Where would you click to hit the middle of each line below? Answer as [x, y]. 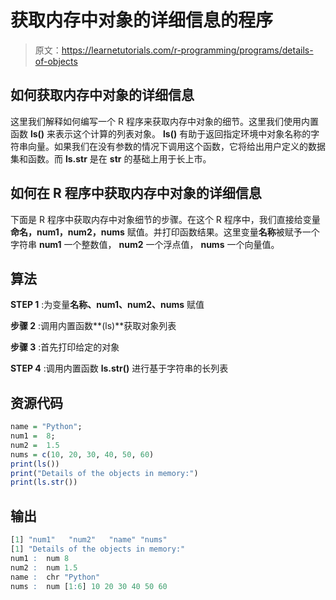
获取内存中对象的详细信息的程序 [142, 20]
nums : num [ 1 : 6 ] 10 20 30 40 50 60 [89, 586]
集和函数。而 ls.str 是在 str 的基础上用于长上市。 [111, 158]
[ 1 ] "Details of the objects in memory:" [98, 549]
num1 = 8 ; [33, 436]
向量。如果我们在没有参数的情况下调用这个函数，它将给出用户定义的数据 [176, 146]
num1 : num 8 [40, 558]
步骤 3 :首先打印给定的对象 [65, 347]
